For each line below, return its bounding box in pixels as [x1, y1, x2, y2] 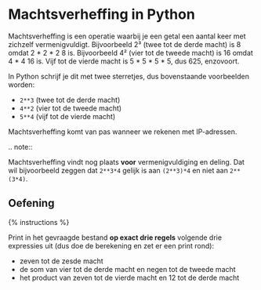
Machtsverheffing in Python [8, 5, 196, 24]
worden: [8, 80, 35, 89]
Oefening [8, 197, 55, 210]
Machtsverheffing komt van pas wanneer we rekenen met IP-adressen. [8, 127, 237, 136]
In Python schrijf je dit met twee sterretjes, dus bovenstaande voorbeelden [8, 71, 249, 81]
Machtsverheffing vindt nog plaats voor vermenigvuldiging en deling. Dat [8, 157, 245, 166]
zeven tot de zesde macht [19, 256, 103, 266]
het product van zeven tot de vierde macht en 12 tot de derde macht [19, 273, 240, 282]
